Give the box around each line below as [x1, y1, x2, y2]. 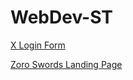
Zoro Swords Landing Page [10, 58, 123, 70]
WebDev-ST [10, 6, 113, 29]
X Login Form [10, 39, 66, 51]
